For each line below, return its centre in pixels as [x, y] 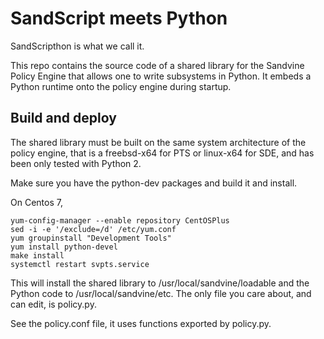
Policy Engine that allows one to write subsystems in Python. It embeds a [161, 76]
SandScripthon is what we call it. [77, 46]
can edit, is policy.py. [53, 304]
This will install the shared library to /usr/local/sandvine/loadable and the [160, 283]
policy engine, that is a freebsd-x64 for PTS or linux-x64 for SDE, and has [162, 153]
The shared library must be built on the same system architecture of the [158, 142]
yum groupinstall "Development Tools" [91, 238]
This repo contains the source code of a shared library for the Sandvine [157, 65]
